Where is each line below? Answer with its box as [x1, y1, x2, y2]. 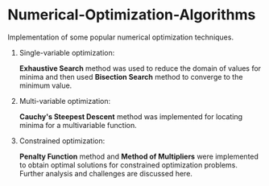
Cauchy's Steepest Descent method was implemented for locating [19, 111, 243, 122]
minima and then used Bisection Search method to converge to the [19, 72, 243, 81]
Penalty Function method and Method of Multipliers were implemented [19, 151, 259, 161]
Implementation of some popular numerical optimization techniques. [7, 32, 234, 42]
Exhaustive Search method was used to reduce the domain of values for [19, 63, 262, 73]
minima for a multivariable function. [19, 120, 138, 130]
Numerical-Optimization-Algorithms [7, 6, 256, 24]
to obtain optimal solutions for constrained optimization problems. [19, 159, 238, 170]
